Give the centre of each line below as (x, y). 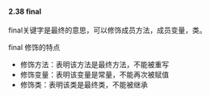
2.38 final (25, 11)
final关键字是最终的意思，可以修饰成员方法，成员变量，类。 (108, 30)
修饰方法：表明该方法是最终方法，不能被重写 (94, 65)
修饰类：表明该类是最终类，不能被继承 (84, 85)
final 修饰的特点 (34, 48)
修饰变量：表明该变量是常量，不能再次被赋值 (94, 75)
